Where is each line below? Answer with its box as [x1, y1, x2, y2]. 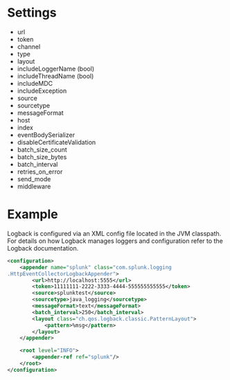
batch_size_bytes [17, 152, 67, 161]
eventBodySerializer [17, 130, 75, 139]
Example [7, 206, 58, 222]
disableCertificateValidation [17, 138, 96, 146]
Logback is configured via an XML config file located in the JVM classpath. [7, 229, 222, 237]
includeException [17, 87, 67, 95]
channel [17, 42, 41, 51]
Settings [7, 5, 57, 21]
